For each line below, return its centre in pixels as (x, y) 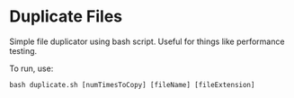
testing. (23, 50)
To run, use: (31, 68)
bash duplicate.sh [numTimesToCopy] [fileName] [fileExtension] (132, 85)
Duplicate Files (66, 17)
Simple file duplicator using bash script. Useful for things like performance (147, 41)
